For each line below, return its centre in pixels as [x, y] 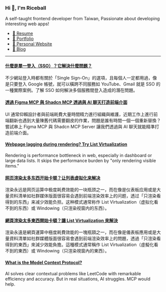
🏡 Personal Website [32, 44]
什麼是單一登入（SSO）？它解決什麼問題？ [49, 66]
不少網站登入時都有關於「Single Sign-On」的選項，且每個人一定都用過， [79, 78]
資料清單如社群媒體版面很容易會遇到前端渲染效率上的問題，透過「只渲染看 [85, 239]
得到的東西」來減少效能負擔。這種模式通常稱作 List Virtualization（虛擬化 [80, 245]
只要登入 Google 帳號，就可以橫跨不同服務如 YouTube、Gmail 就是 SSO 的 [85, 84]
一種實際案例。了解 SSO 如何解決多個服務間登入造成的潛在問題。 [71, 90]
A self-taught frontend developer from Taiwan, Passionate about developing [83, 19]
